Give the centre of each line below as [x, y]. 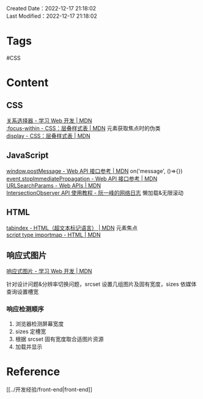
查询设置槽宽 [22, 292]
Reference [33, 372]
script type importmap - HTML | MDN [54, 235]
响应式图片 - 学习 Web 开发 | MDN [49, 271]
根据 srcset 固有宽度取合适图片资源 [59, 339]
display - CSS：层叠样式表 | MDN [48, 136]
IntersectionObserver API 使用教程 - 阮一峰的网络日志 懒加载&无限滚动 [95, 192]
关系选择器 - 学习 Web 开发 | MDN [49, 120]
